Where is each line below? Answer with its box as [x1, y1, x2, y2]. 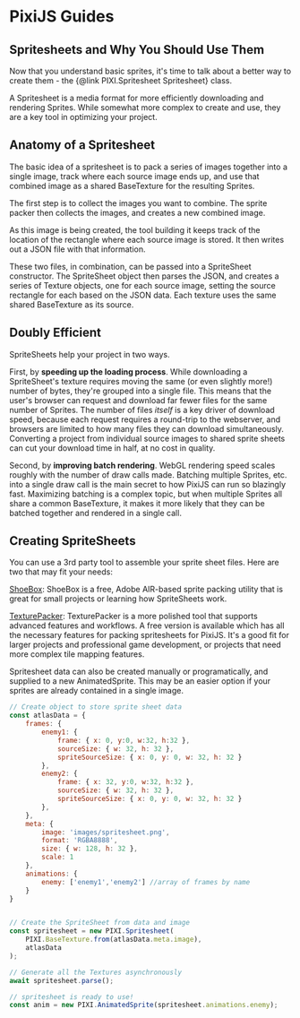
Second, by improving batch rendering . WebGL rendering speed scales [9, 460, 276, 470]
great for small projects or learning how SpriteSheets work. [9, 593, 227, 604]
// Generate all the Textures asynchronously [9, 968, 182, 977]
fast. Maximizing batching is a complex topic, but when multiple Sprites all [9, 488, 283, 499]
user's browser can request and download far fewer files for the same [9, 394, 268, 405]
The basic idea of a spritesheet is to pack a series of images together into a [9, 161, 288, 172]
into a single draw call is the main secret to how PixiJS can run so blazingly [9, 479, 287, 489]
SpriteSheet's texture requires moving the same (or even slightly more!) [9, 375, 273, 386]
